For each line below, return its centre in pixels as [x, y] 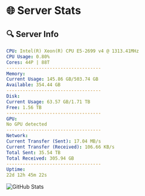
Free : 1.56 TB [24, 107]
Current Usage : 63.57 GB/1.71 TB [48, 102]
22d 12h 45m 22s [27, 175]
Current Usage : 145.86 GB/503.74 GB [52, 79]
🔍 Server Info [33, 34]
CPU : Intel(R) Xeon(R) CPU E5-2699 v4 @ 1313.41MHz [72, 51]
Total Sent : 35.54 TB [34, 152]
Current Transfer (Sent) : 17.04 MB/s [54, 141]
